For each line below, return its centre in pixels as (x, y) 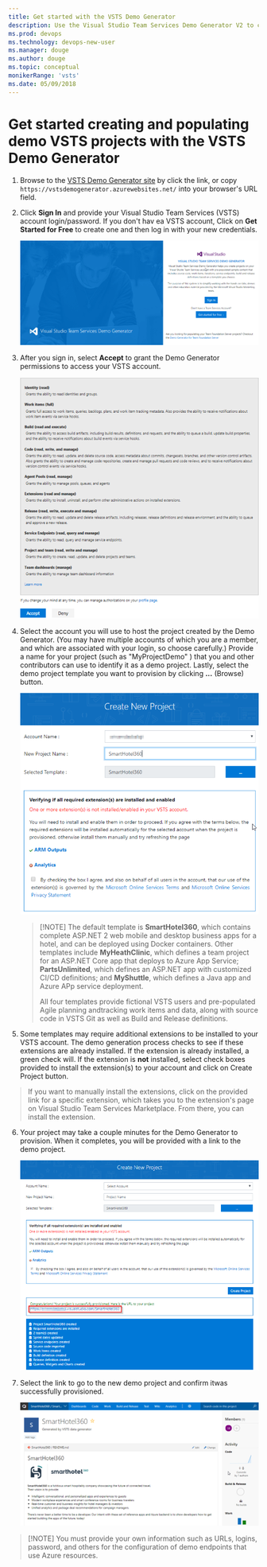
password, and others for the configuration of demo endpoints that (137, 1547)
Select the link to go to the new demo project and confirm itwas (124, 1383)
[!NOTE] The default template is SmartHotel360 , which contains (145, 927)
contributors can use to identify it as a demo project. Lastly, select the (134, 665)
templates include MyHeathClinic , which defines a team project (144, 953)
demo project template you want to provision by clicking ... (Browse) (132, 673)
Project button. (44, 1076)
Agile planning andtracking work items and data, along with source (149, 1010)
